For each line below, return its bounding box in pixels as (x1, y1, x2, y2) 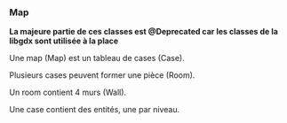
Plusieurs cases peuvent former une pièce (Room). (9, 70, 195, 81)
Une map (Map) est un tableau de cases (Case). (9, 53, 185, 64)
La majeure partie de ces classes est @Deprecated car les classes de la (9, 27, 278, 37)
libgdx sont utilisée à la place (9, 35, 119, 46)
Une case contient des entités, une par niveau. (9, 104, 180, 115)
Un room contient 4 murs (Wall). (9, 87, 127, 98)
